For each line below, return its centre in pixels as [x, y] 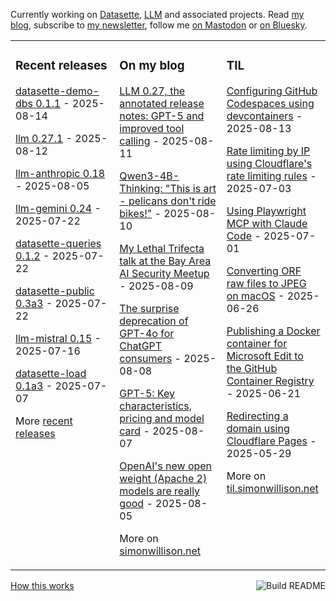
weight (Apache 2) [163, 478]
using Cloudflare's [269, 163]
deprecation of [154, 321]
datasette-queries [58, 243]
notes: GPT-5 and [162, 116]
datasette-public [55, 291]
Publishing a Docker [273, 331]
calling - [139, 141]
